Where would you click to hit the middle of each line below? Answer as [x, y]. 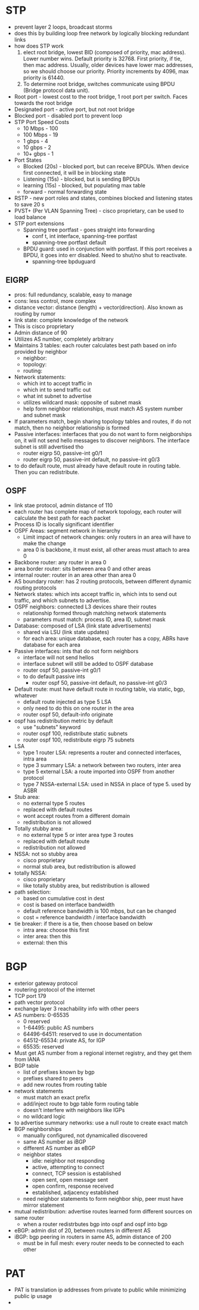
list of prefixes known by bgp [59, 1072]
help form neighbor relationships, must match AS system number [103, 409]
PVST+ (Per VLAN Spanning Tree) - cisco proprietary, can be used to [99, 211]
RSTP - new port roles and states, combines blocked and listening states [103, 198]
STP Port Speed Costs [42, 122]
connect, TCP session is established [77, 1173]
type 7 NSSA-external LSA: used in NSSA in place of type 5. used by [107, 784]
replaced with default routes [58, 810]
